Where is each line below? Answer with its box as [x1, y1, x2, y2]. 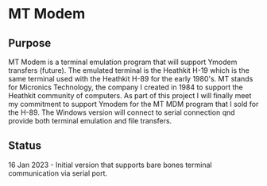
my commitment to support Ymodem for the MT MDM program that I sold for [8, 100, 259, 108]
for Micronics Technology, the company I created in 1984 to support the [8, 82, 244, 92]
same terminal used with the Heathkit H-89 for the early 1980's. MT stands [8, 74, 253, 83]
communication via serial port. [8, 168, 108, 178]
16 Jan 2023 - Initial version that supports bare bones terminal [8, 160, 212, 169]
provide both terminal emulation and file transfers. [8, 116, 172, 125]
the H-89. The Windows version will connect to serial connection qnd [8, 108, 236, 117]
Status [8, 139, 42, 153]
